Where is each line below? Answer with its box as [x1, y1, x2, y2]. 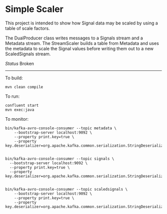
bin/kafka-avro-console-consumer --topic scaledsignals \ [5, 187, 128, 192]
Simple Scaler [5, 3, 64, 15]
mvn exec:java [5, 107, 35, 112]
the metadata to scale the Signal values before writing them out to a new [5, 45, 154, 51]
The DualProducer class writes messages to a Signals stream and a [5, 35, 143, 41]
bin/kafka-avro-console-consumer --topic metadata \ [5, 126, 117, 131]
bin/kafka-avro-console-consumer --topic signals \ [5, 156, 114, 161]
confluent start [5, 103, 39, 108]
